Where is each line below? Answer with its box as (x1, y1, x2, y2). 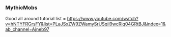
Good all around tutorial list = (5, 16, 66, 22)
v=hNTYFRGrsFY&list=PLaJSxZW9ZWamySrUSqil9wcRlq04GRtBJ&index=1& (5, 21, 166, 27)
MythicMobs (5, 4, 38, 11)
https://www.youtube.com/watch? (67, 16, 138, 22)
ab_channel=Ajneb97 (5, 26, 49, 32)
